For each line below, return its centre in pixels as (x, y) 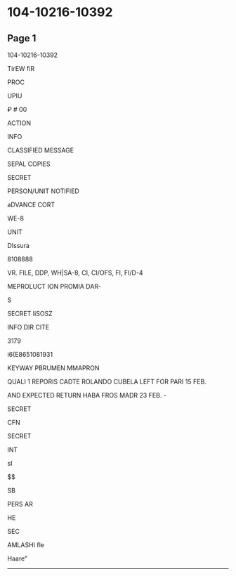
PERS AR (20, 504)
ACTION (19, 123)
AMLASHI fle (26, 545)
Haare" (18, 558)
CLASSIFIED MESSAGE (41, 150)
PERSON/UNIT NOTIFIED (43, 191)
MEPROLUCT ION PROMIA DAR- (54, 286)
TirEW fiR (21, 68)
